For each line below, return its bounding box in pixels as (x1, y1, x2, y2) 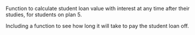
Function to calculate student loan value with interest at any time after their (5, 5, 190, 12)
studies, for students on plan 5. (5, 11, 82, 18)
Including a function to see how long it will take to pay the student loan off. (5, 23, 189, 29)
